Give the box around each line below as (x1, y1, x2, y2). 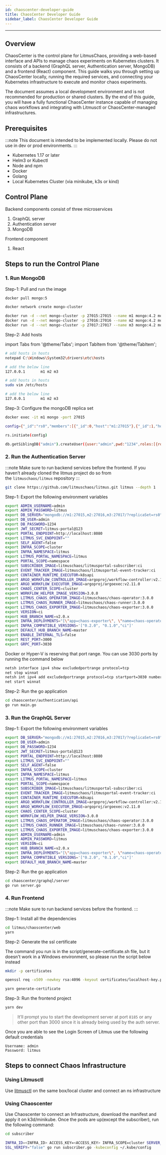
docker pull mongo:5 (5, 296, 48, 301)
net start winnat (5, 679, 41, 685)
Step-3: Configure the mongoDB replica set (5, 405, 94, 411)
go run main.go (5, 703, 37, 707)
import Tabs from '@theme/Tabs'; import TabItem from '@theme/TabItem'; (5, 341, 157, 347)
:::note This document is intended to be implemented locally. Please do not (5, 137, 157, 143)
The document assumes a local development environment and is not (5, 89, 145, 95)
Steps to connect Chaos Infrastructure (5, 1061, 126, 1070)
